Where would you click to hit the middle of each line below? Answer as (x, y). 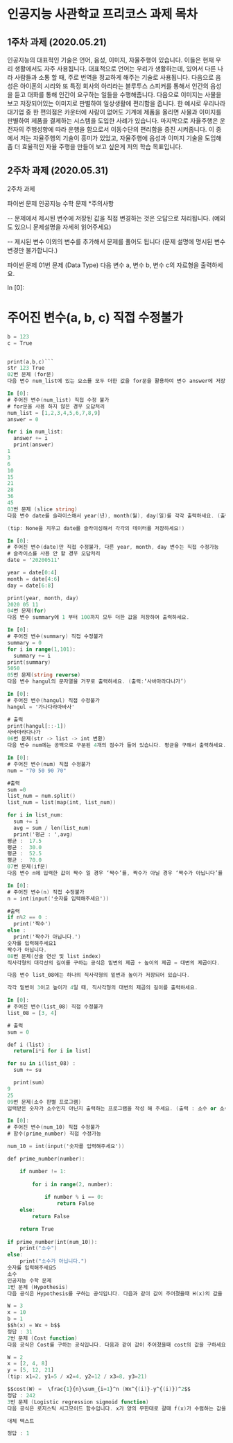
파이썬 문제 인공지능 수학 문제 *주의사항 (61, 203)
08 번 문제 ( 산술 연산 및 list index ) (54, 956)
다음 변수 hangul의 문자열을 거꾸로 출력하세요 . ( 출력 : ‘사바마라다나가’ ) (97, 682)
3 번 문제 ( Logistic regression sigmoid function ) (78, 1402)
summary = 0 (24, 642)
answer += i (31, 438)
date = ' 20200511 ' (34, 560)
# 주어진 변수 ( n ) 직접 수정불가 (46, 892)
